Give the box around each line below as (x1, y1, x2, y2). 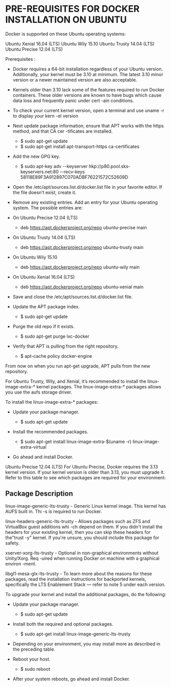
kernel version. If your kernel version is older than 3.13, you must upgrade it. (5, 469, 165, 475)
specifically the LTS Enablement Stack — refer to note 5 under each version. (5, 581, 166, 587)
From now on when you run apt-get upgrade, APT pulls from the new (5, 363, 151, 369)
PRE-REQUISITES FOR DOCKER (5, 3, 140, 15)
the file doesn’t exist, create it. (12, 189, 77, 195)
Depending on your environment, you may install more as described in (12, 641, 161, 647)
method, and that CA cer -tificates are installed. (12, 128, 113, 134)
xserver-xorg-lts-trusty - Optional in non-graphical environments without (5, 550, 159, 556)
